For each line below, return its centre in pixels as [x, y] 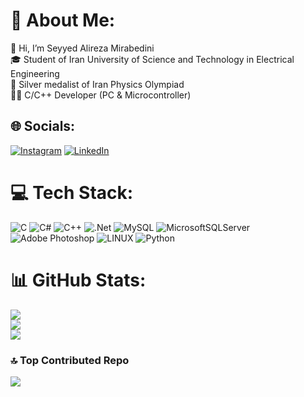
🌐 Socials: [43, 126]
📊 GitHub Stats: [78, 280]
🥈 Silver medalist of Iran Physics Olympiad [97, 84]
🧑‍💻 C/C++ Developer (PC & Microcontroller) [101, 95]
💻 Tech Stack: [72, 192]
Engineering [35, 73]
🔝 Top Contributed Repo [70, 360]
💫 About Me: [63, 20]
